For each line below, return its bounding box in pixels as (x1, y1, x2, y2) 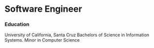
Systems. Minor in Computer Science (4, 37, 80, 43)
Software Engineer (4, 3, 82, 15)
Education (4, 21, 30, 28)
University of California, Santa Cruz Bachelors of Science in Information (4, 32, 150, 38)
